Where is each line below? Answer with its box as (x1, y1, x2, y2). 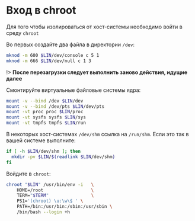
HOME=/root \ (17, 187, 94, 193)
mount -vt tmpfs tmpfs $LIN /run (6, 120, 86, 126)
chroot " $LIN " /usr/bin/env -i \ (6, 181, 94, 187)
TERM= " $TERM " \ (17, 193, 94, 198)
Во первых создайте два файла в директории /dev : (6, 41, 135, 48)
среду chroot (6, 29, 39, 36)
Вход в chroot (6, 4, 76, 17)
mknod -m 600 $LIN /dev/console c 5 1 (6, 52, 100, 58)
